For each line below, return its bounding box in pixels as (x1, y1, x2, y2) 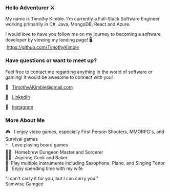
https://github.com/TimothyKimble (6, 44, 79, 50)
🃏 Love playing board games (5, 141, 68, 147)
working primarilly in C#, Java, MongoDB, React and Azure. (5, 21, 131, 27)
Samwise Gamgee (5, 181, 44, 187)
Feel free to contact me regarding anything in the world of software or (5, 69, 153, 75)
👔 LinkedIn (5, 94, 30, 100)
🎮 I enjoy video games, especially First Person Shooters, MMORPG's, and (5, 129, 165, 135)
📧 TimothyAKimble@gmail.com (5, 84, 73, 90)
